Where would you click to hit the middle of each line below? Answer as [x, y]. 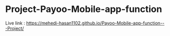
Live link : [15, 23]
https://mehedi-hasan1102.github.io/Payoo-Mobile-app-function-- [95, 23]
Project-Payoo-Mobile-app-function [84, 9]
